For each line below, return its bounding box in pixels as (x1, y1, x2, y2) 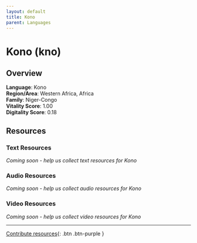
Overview (6, 68, 43, 78)
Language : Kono (6, 84, 47, 91)
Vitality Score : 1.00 (6, 102, 53, 109)
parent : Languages (6, 19, 51, 25)
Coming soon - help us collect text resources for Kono (6, 157, 137, 164)
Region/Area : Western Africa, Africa (6, 90, 94, 97)
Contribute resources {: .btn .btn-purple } (6, 230, 104, 237)
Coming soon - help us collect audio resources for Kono (6, 185, 142, 192)
